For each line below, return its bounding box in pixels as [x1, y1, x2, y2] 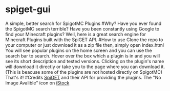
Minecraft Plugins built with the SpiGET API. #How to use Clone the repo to [5, 37, 163, 43]
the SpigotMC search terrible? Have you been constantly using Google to [5, 25, 160, 32]
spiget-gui [5, 4, 51, 15]
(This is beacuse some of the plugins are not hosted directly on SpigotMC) [5, 69, 163, 75]
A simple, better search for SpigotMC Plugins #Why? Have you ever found [5, 20, 162, 26]
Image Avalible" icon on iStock [5, 80, 70, 86]
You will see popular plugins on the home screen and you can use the [5, 47, 152, 53]
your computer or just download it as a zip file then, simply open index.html [5, 42, 164, 48]
